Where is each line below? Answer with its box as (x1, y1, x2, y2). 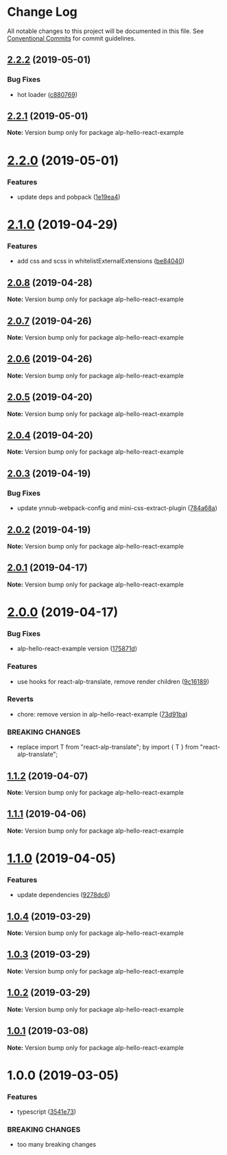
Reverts (7, 694, 34, 704)
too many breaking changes (16, 1141, 97, 1149)
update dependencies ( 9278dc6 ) (16, 891, 111, 899)
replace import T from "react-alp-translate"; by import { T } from (16, 743, 199, 751)
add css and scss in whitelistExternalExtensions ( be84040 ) (16, 257, 185, 265)
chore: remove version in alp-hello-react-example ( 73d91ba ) (16, 709, 188, 718)
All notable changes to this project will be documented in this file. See (7, 27, 204, 35)
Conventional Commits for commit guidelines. (7, 34, 136, 42)
